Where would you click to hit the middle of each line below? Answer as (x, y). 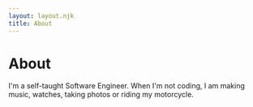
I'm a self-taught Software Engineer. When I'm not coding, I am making (127, 86)
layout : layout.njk (41, 16)
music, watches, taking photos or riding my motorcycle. (101, 95)
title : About (30, 24)
